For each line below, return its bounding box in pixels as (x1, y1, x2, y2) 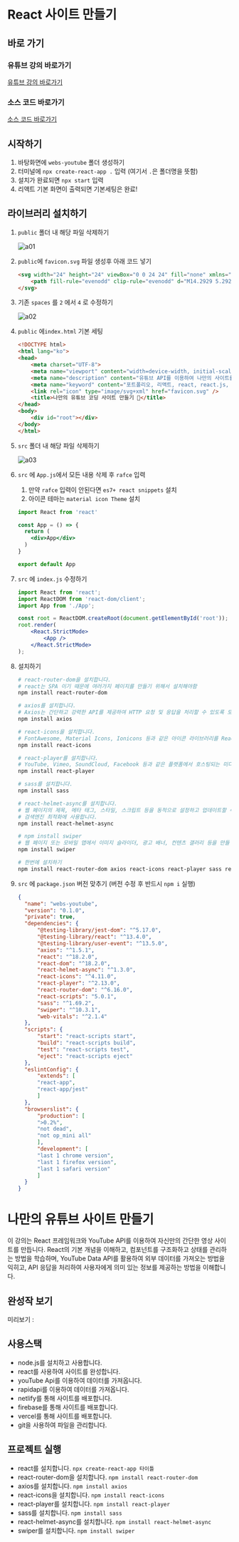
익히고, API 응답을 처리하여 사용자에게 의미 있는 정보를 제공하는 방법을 (7, 1263, 201, 1272)
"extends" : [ (36, 1072, 76, 1080)
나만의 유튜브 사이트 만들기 (7, 1211, 154, 1228)
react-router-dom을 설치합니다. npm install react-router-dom (17, 1473, 198, 1481)
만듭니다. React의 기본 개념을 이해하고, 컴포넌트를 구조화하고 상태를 (20, 1245, 208, 1254)
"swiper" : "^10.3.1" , (36, 1006, 101, 1013)
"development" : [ (36, 1146, 89, 1153)
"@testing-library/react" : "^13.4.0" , (36, 933, 152, 941)
